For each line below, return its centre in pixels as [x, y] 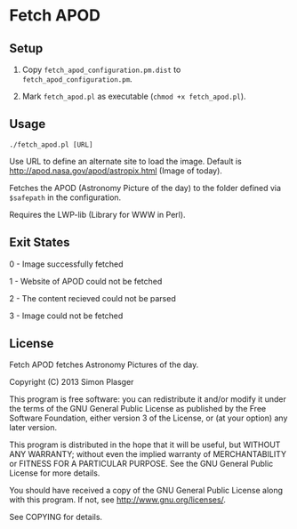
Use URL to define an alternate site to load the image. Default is [125, 161]
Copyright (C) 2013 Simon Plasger [72, 382]
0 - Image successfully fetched [66, 264]
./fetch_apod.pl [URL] [51, 144]
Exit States [40, 242]
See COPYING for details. [56, 517]
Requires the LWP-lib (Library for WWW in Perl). [97, 214]
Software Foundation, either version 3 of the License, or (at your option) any [148, 418]
